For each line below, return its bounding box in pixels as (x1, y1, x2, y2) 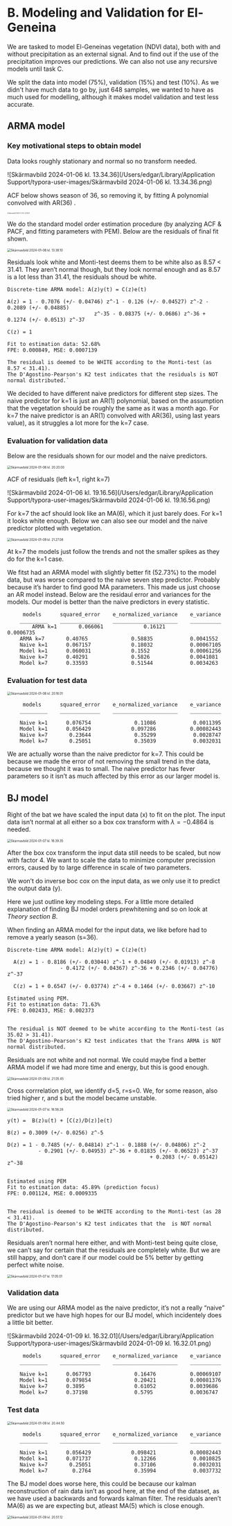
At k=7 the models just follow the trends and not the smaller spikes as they (7, 547, 220, 555)
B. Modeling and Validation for (7, 5, 185, 21)
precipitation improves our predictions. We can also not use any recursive (7, 57, 217, 65)
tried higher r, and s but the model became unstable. (7, 1094, 157, 1102)
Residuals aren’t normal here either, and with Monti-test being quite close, (7, 1239, 218, 1247)
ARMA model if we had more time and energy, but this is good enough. (7, 1063, 209, 1072)
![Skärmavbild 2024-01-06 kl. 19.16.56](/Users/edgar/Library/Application (7, 488, 213, 496)
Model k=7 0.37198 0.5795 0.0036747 (19, 1389, 218, 1396)
